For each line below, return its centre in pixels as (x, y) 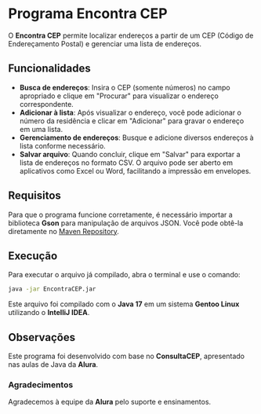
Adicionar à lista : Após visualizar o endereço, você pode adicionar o (130, 112)
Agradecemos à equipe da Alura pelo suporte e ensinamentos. (110, 402)
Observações (42, 337)
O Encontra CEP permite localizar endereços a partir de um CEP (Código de (131, 35)
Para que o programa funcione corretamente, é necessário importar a (120, 214)
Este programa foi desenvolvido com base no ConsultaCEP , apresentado (127, 356)
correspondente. (47, 104)
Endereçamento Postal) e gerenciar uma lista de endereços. (105, 43)
